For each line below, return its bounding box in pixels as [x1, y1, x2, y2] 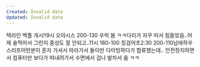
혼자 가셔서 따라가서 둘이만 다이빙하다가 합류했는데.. [42, 46, 164, 54]
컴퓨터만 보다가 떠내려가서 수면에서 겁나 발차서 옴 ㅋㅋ [12, 54, 140, 61]
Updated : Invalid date [6, 14, 63, 20]
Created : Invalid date [6, 8, 63, 15]
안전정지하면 [165, 46, 195, 54]
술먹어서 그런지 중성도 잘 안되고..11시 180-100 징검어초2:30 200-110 [12, 39, 173, 46]
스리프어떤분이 [6, 46, 41, 54]
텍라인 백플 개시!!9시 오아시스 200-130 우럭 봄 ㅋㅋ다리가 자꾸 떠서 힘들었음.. [6, 31, 188, 39]
